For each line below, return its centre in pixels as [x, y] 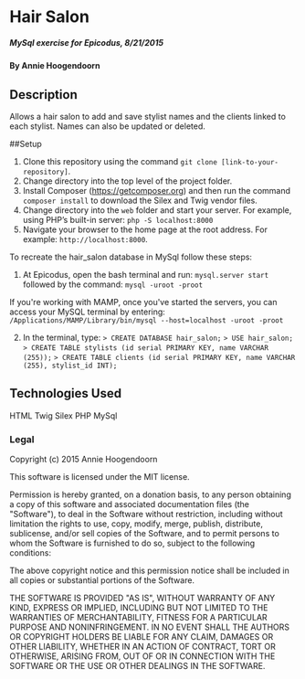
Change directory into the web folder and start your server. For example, [157, 210]
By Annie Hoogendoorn [55, 66]
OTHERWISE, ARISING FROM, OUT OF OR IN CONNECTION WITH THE [142, 656]
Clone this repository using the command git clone [120, 161]
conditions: [31, 553]
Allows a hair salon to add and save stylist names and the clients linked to [147, 116]
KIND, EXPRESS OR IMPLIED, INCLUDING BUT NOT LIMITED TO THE [139, 608]
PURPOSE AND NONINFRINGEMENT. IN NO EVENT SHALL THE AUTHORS [150, 627]
